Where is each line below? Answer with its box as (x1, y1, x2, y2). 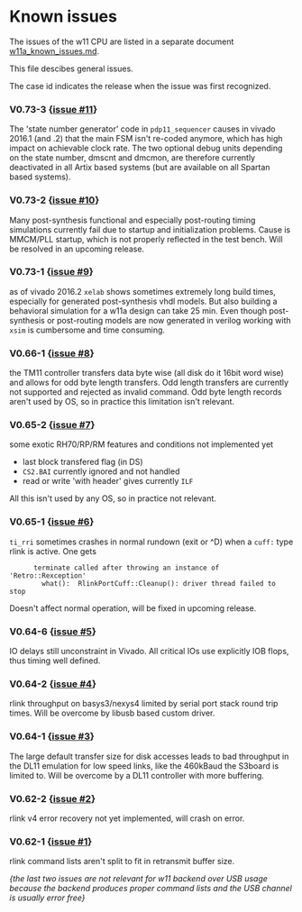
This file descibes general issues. (9, 63, 133, 74)
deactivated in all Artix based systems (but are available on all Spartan (9, 162, 270, 173)
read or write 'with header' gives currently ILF (22, 476, 194, 487)
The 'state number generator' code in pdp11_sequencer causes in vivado (9, 123, 276, 134)
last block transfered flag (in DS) (22, 457, 143, 468)
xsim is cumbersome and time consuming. (9, 324, 165, 335)
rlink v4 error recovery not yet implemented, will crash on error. (9, 813, 245, 824)
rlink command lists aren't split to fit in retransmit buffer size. (9, 856, 235, 867)
